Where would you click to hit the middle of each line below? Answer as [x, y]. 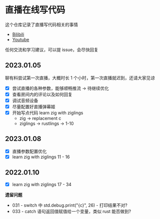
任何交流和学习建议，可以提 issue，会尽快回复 [52, 49]
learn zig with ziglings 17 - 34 [42, 184]
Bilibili [18, 34]
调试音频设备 [25, 100]
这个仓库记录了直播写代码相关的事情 [42, 24]
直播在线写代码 [35, 10]
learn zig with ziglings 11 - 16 [41, 157]
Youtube [21, 39]
